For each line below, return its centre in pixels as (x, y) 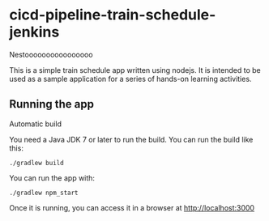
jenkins (34, 32)
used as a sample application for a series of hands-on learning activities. (130, 79)
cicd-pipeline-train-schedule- (113, 15)
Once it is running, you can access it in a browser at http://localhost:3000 (132, 207)
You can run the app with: (52, 178)
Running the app (51, 104)
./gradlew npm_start (44, 193)
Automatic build (36, 124)
